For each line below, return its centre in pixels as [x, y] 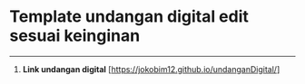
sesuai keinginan [75, 36]
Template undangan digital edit [129, 17]
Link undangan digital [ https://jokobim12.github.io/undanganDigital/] [151, 69]
